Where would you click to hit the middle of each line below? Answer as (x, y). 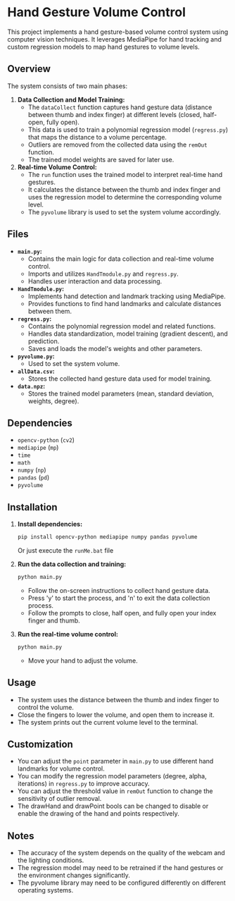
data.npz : (31, 386)
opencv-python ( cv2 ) (46, 440)
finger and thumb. (54, 620)
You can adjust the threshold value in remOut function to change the (115, 791)
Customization (40, 744)
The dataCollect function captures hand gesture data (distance (120, 107)
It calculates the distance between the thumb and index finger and (124, 189)
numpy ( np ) (32, 470)
